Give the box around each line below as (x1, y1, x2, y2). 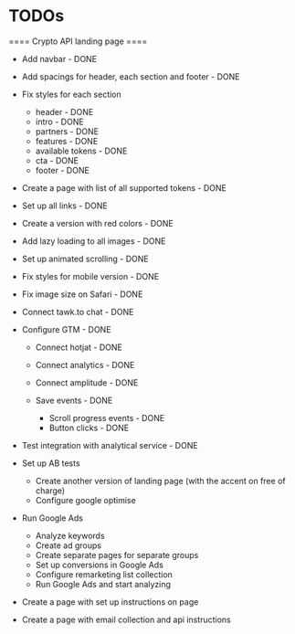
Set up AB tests (21, 458, 80, 469)
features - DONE (35, 135, 99, 146)
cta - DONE (35, 154, 79, 165)
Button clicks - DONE (48, 422, 130, 433)
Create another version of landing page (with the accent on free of (35, 475, 286, 486)
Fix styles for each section (21, 89, 122, 100)
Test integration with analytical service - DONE (21, 439, 198, 450)
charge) (35, 485, 66, 496)
